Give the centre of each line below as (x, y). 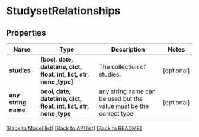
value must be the (124, 106)
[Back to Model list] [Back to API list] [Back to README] (74, 128)
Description (128, 50)
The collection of (122, 67)
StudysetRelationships (63, 11)
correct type (116, 114)
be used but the (121, 99)
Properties (26, 33)
